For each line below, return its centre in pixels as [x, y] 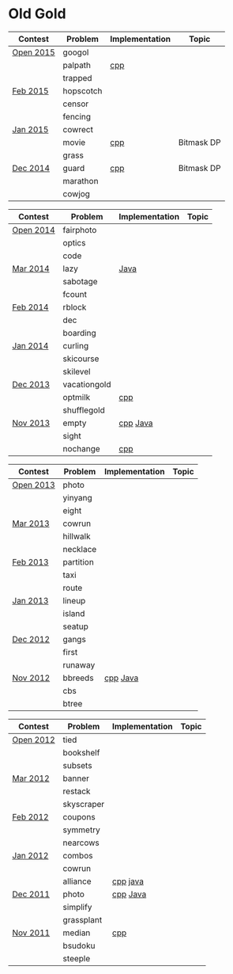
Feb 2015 [30, 90]
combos [78, 855]
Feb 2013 [30, 561]
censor [76, 104]
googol [76, 52]
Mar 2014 [31, 268]
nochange [81, 448]
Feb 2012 [30, 816]
